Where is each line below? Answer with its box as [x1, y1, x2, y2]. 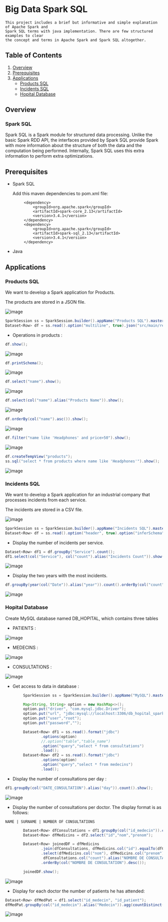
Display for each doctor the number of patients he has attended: [12, 888, 145, 894]
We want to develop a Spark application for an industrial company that [5, 491, 150, 497]
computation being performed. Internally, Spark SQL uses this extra [5, 148, 144, 154]
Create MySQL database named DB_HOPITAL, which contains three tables [5, 615, 158, 621]
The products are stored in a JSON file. [5, 299, 86, 305]
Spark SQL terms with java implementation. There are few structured [5, 29, 153, 34]
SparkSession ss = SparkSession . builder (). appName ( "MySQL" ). [23, 693, 153, 698]
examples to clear [5, 33, 43, 38]
